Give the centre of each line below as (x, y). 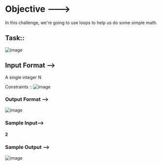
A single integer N (23, 77)
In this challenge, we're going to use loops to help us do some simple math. (81, 23)
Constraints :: (19, 86)
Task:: (15, 38)
